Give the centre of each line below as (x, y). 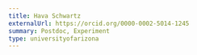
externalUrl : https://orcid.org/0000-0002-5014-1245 (99, 23)
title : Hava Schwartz (45, 16)
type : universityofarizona (54, 38)
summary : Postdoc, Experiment (59, 31)
